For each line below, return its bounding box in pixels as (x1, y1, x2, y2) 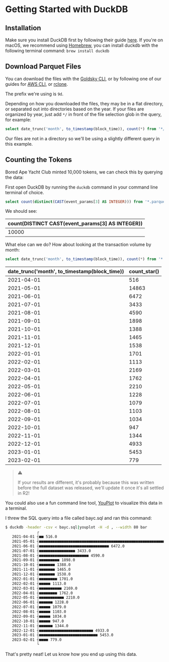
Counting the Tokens (5, 155, 72, 164)
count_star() (129, 268, 159, 275)
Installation (5, 24, 41, 32)
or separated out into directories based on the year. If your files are (5, 106, 144, 112)
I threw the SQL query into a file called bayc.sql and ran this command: (5, 515, 152, 521)
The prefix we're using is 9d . (5, 91, 64, 97)
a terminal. (5, 505, 28, 511)
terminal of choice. (5, 189, 44, 195)
